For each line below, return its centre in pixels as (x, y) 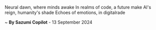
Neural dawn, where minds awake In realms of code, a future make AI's (78, 7)
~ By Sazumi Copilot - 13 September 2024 (49, 22)
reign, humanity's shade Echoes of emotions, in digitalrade (65, 12)
